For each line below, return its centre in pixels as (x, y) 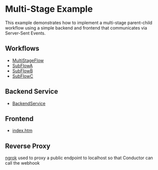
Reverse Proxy (28, 146)
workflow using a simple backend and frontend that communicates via (76, 28)
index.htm (22, 131)
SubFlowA (22, 65)
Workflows (22, 48)
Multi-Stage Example (49, 9)
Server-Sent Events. (25, 33)
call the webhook (23, 163)
